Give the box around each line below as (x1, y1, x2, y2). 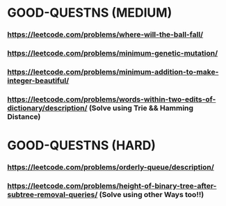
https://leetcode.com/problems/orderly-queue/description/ (7, 162, 214, 172)
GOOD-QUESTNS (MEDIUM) (7, 5, 172, 21)
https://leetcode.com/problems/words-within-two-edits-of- (7, 94, 216, 104)
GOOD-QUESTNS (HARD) (7, 138, 156, 154)
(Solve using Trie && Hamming (88, 103, 193, 113)
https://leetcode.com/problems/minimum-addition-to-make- (7, 67, 219, 77)
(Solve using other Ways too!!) (99, 189, 204, 199)
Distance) (7, 111, 41, 121)
